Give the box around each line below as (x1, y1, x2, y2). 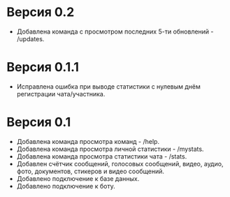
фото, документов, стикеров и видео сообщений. (16, 167, 165, 175)
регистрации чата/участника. (16, 89, 106, 98)
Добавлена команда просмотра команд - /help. (16, 137, 160, 145)
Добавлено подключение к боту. (16, 182, 116, 190)
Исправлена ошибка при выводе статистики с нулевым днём (16, 82, 201, 91)
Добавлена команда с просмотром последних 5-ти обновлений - (16, 27, 214, 36)
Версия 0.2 (6, 4, 75, 20)
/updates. (16, 34, 45, 43)
